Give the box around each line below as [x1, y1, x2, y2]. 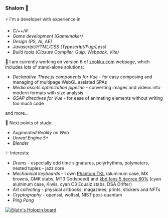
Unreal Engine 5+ [12, 135, 49, 141]
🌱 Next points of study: [5, 120, 53, 126]
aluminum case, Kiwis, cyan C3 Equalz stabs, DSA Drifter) [12, 181, 132, 187]
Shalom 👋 [5, 5, 29, 12]
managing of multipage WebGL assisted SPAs [12, 79, 107, 85]
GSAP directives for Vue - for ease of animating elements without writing [12, 95, 163, 101]
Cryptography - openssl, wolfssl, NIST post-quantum [12, 192, 122, 198]
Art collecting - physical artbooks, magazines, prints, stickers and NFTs [12, 186, 160, 192]
